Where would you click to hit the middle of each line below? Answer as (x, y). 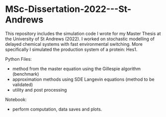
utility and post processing (40, 90)
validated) (23, 84)
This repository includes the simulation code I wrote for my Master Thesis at (83, 33)
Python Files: (19, 59)
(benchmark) (26, 74)
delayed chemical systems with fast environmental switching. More (74, 44)
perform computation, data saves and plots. (57, 109)
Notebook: (16, 99)
